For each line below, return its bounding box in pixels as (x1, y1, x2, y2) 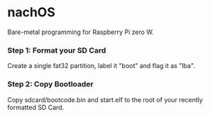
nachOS (7, 4, 55, 21)
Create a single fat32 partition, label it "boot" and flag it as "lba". (7, 62, 195, 70)
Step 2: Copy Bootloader (7, 79, 94, 89)
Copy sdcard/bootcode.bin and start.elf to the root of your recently (7, 95, 204, 104)
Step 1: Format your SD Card (7, 45, 106, 55)
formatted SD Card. (7, 103, 65, 111)
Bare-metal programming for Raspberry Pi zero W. (7, 28, 154, 36)
